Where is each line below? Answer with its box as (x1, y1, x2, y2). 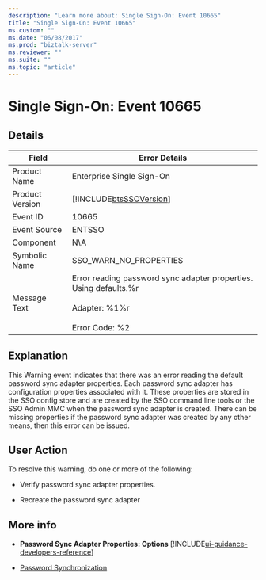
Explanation (8, 349, 69, 363)
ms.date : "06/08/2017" (8, 33, 83, 42)
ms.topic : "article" (8, 63, 77, 71)
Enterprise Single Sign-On (71, 170, 170, 181)
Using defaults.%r (71, 282, 139, 293)
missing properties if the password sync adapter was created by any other (8, 412, 251, 422)
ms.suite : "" (8, 56, 51, 64)
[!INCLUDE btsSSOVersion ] (71, 193, 172, 204)
